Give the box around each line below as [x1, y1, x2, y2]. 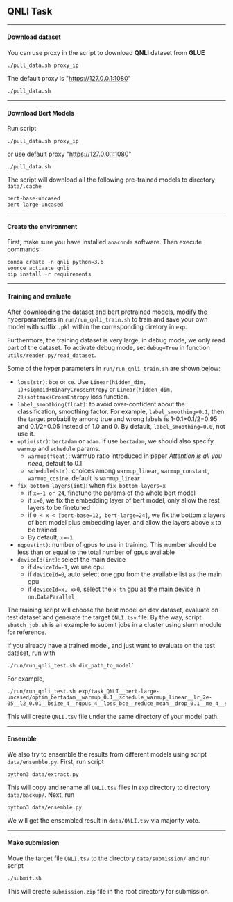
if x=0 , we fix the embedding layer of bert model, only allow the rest [27, 496, 220, 504]
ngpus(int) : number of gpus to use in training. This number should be [17, 540, 216, 548]
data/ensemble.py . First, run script [7, 757, 104, 766]
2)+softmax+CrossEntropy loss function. [17, 393, 130, 401]
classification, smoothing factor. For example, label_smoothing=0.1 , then [17, 407, 225, 416]
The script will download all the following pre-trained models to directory [7, 175, 215, 184]
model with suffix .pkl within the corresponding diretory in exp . [7, 322, 187, 331]
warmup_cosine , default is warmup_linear [27, 473, 141, 482]
